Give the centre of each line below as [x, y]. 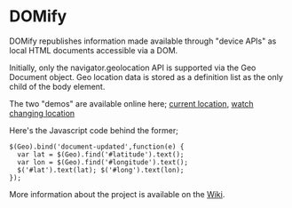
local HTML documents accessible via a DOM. [94, 50]
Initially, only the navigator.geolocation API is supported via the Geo [133, 68]
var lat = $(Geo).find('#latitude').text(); [101, 154]
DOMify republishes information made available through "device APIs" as [143, 41]
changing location [42, 113]
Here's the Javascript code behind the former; [94, 130]
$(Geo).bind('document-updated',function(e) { [97, 147]
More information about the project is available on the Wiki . [117, 194]
